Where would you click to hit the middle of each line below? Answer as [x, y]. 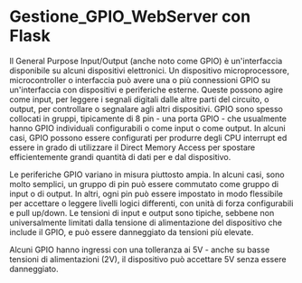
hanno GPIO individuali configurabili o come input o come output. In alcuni [148, 127]
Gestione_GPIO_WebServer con [130, 17]
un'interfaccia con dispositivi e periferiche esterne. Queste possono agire [146, 90]
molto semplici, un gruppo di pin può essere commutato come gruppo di [144, 184]
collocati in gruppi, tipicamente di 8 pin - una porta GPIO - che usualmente [148, 118]
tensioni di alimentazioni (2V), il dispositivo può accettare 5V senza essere [148, 259]
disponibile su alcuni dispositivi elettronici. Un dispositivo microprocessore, [150, 71]
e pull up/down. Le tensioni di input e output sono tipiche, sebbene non [142, 212]
